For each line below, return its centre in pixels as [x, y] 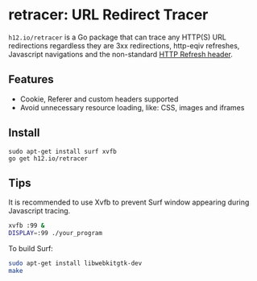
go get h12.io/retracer [48, 159]
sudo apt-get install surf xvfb [62, 151]
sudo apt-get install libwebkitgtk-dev [75, 263]
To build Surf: [31, 249]
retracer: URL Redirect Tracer [108, 15]
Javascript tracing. [39, 211]
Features [31, 79]
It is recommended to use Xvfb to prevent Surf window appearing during [129, 202]
